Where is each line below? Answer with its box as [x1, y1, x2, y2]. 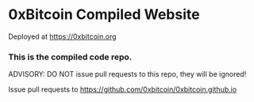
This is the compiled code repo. [8, 51, 133, 62]
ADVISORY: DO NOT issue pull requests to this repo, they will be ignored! [8, 70, 247, 79]
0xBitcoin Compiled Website [8, 6, 200, 24]
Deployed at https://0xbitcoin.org [8, 32, 117, 41]
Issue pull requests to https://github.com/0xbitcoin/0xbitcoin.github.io [8, 85, 237, 94]
